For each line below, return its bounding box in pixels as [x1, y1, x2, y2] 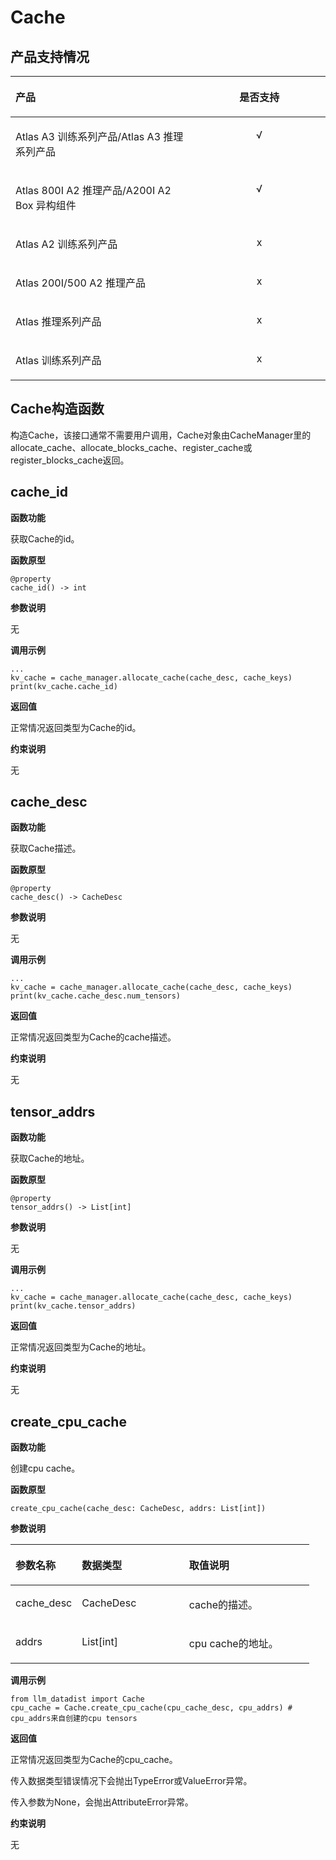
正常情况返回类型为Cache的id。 [10, 721, 142, 733]
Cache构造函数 [10, 401, 105, 418]
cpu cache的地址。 [188, 1637, 279, 1651]
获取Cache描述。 [10, 842, 82, 855]
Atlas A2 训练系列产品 [15, 237, 118, 251]
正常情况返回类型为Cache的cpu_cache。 [10, 1754, 178, 1766]
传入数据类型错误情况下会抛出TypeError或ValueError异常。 [10, 1775, 253, 1787]
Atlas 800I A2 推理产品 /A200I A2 [15, 184, 172, 197]
